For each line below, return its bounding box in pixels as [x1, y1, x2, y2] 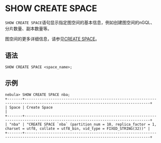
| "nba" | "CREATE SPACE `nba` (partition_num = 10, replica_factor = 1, [5, 122, 157, 127]
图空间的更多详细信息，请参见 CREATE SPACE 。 [5, 36, 100, 42]
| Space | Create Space [5, 105, 53, 110]
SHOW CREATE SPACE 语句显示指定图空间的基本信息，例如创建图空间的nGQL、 [5, 19, 155, 25]
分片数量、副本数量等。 [5, 25, 52, 32]
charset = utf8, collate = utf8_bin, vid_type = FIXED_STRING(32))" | [5, 126, 150, 131]
